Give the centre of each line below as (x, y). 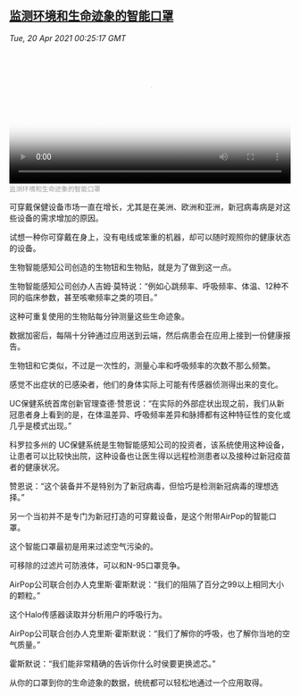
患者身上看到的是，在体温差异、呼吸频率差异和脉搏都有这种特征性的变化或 (154, 415)
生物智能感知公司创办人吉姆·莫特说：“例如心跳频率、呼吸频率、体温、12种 (145, 286)
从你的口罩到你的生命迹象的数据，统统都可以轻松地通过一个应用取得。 (138, 683)
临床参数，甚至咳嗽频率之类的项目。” (91, 297)
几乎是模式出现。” (41, 425)
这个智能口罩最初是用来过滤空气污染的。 (83, 546)
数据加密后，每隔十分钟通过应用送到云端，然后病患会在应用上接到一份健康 (146, 335)
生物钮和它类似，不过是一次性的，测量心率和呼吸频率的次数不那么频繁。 (142, 365)
